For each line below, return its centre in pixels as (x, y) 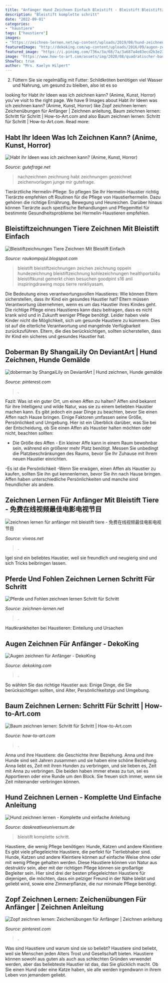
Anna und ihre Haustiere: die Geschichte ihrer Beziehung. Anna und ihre (79, 755)
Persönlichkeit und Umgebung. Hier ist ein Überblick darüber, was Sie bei (81, 422)
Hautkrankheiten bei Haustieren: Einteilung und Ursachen (64, 628)
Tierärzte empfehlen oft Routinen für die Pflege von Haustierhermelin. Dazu (83, 197)
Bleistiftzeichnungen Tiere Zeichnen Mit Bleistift (82, 229)
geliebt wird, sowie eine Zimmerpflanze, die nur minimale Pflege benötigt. (81, 884)
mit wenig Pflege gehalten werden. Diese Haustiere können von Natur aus (81, 862)
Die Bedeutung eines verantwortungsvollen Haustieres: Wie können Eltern (81, 294)
